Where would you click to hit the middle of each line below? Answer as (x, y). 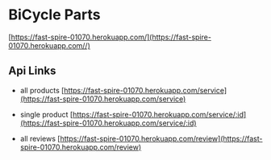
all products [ (42, 90)
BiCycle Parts (54, 15)
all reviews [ (40, 138)
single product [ (46, 114)
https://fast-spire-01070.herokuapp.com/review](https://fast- (161, 138)
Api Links (32, 71)
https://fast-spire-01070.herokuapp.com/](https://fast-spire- (111, 37)
